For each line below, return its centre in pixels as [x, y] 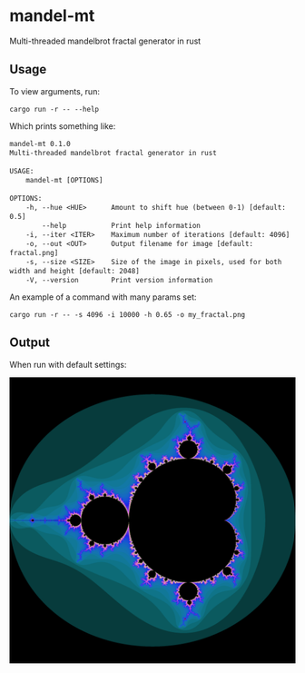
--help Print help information [122, 225]
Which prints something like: [63, 126]
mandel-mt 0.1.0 [40, 144]
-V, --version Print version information [119, 280]
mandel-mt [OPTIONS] [64, 180]
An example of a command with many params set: [103, 297]
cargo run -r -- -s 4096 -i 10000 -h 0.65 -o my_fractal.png [128, 314]
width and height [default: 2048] [75, 271]
